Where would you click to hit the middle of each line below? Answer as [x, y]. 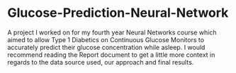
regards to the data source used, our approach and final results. [101, 62]
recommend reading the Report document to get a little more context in [111, 55]
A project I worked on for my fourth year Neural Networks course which [112, 32]
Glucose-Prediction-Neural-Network [118, 13]
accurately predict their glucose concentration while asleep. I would [106, 47]
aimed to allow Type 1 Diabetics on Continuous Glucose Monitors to [106, 39]
